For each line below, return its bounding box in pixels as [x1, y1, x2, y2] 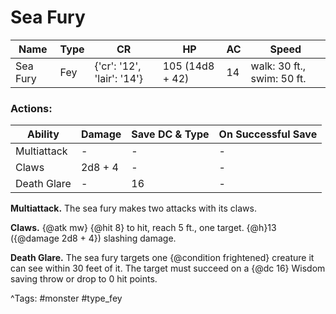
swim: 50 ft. [250, 71, 307, 85]
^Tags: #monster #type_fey [10, 292, 123, 305]
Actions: [10, 101, 53, 115]
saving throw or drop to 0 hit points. [10, 273, 158, 285]
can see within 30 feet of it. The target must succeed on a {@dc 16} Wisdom [10, 262, 326, 275]
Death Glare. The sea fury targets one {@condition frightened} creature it [10, 252, 315, 264]
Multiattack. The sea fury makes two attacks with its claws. [10, 202, 257, 215]
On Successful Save [218, 127, 318, 141]
